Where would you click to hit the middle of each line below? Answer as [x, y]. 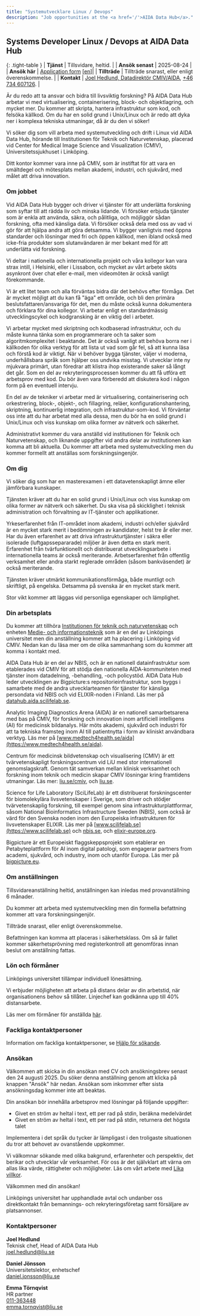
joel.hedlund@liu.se [30, 1251]
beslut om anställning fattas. [41, 950]
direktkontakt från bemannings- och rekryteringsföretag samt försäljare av [98, 1204]
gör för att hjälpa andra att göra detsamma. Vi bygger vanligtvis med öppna [99, 230]
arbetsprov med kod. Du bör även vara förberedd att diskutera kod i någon [98, 379]
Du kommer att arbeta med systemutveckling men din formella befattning [96, 908]
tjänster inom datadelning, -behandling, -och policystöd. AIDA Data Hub [95, 676]
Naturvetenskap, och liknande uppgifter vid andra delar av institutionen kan [99, 440]
